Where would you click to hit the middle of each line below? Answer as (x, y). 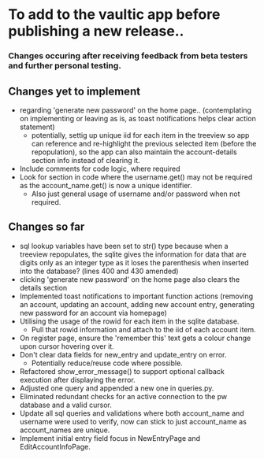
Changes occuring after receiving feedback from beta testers (128, 56)
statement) (37, 127)
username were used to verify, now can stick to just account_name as (133, 421)
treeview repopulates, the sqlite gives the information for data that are (133, 254)
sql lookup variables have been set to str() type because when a (124, 246)
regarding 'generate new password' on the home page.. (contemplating (136, 110)
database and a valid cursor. (65, 405)
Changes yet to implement (74, 91)
